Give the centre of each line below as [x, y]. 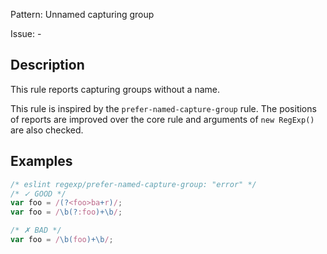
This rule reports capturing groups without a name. [115, 89]
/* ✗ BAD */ [36, 230]
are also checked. [47, 130]
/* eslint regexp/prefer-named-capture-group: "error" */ [133, 184]
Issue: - [26, 33]
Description [47, 65]
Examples [41, 161]
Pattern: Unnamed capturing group [82, 14]
